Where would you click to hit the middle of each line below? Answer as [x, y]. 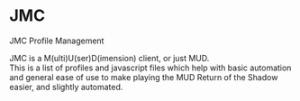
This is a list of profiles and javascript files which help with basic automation [150, 68]
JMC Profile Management [57, 41]
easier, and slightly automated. [66, 87]
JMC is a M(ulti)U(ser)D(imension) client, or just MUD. [109, 58]
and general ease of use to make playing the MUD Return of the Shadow [144, 77]
